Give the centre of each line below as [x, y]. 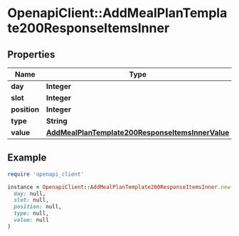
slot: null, [32, 200]
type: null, [32, 214]
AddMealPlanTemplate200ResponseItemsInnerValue [138, 133]
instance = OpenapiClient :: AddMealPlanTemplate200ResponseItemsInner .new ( [121, 187]
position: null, [38, 207]
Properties [31, 54]
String [57, 121]
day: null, [30, 193]
